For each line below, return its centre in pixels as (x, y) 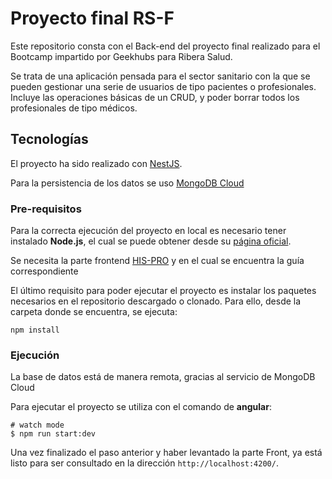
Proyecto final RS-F (92, 18)
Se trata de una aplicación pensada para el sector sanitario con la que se (160, 76)
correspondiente (44, 271)
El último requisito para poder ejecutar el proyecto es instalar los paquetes (163, 291)
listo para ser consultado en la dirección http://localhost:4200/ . (144, 463)
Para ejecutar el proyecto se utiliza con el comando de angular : (141, 407)
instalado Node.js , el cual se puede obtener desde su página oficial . (151, 241)
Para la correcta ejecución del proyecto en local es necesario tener (148, 231)
